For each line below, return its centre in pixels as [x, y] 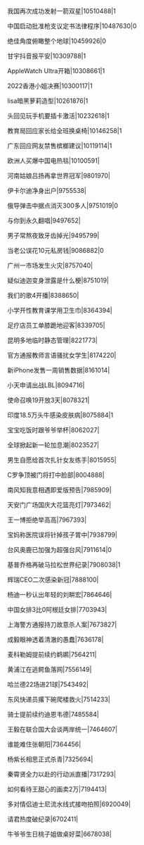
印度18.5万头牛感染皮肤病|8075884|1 [60, 415]
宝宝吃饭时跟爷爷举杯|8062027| [53, 430]
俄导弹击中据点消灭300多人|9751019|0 [63, 206]
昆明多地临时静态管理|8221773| [53, 340]
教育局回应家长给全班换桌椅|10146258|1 [65, 131]
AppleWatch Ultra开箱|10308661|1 [56, 71]
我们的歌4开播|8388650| [43, 295]
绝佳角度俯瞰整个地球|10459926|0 [57, 41]
